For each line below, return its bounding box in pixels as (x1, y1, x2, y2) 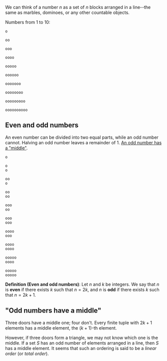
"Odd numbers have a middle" (5, 307, 102, 315)
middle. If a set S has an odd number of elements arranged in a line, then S (5, 340, 159, 346)
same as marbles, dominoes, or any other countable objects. (5, 9, 130, 15)
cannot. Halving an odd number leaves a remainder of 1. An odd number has (5, 139, 162, 145)
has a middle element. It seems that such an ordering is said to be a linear (5, 345, 157, 351)
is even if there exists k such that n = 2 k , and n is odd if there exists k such (5, 287, 160, 293)
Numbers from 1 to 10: (5, 19, 51, 25)
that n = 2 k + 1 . (5, 292, 36, 298)
